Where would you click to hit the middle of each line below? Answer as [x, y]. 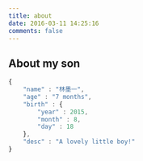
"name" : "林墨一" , [54, 89]
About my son [44, 63]
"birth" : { [43, 104]
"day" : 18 [56, 127]
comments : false [36, 31]
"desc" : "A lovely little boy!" [79, 142]
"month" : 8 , [59, 119]
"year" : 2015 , [63, 112]
